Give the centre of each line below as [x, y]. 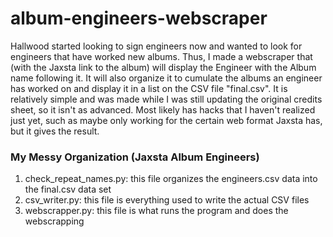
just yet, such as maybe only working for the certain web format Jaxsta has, [166, 120]
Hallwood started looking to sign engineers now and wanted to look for [156, 46]
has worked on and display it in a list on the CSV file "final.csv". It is [149, 88]
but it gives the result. [55, 131]
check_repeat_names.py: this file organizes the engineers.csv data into [171, 179]
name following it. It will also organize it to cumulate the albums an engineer [166, 78]
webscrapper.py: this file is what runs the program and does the [156, 211]
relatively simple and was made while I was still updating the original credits [166, 99]
